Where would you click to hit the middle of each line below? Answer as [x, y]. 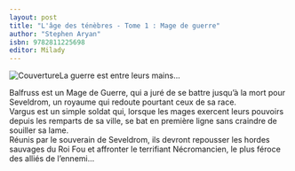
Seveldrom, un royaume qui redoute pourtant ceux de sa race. [123, 102]
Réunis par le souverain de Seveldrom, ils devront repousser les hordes [140, 140]
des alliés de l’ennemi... [52, 159]
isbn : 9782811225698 [48, 42]
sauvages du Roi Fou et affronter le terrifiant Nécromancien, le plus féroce [145, 149]
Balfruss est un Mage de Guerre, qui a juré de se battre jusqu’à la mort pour [147, 93]
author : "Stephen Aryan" [55, 34]
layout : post [33, 17]
